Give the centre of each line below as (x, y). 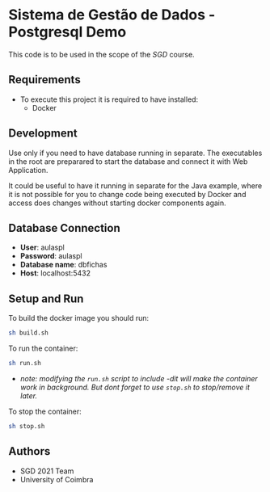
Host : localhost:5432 (55, 273)
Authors (30, 451)
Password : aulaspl (51, 256)
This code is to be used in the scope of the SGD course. (102, 54)
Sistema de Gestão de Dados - (112, 15)
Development (43, 134)
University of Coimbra (57, 479)
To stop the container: (45, 411)
